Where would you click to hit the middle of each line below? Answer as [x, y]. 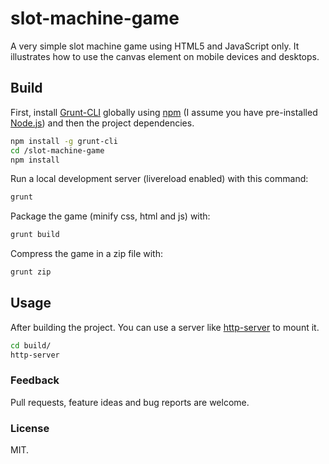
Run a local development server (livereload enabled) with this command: [159, 179]
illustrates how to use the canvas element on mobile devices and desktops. [165, 56]
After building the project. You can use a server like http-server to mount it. [165, 327]
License [30, 428]
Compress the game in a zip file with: [86, 254]
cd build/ [31, 345]
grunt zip [31, 272]
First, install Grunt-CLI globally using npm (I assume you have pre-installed [164, 112]
